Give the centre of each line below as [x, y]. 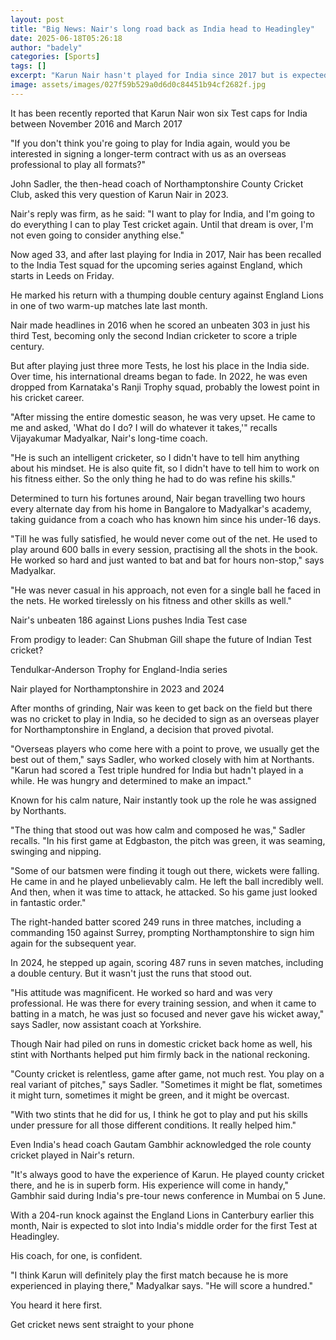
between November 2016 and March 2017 [96, 123]
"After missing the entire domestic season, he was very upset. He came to [163, 417]
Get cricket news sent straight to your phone [102, 1324]
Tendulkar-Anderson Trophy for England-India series [119, 669]
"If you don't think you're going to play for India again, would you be [150, 143]
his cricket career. [47, 397]
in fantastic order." [48, 902]
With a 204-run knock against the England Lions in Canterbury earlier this [162, 1215]
